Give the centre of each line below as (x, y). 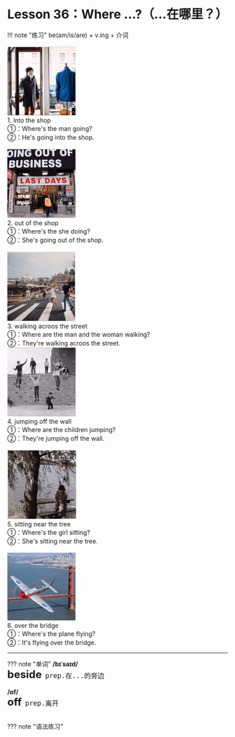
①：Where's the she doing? (49, 231)
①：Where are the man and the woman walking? (79, 334)
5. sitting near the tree (39, 524)
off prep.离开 (33, 702)
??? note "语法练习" (35, 726)
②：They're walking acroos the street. (64, 343)
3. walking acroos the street (47, 326)
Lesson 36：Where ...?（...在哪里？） (117, 14)
